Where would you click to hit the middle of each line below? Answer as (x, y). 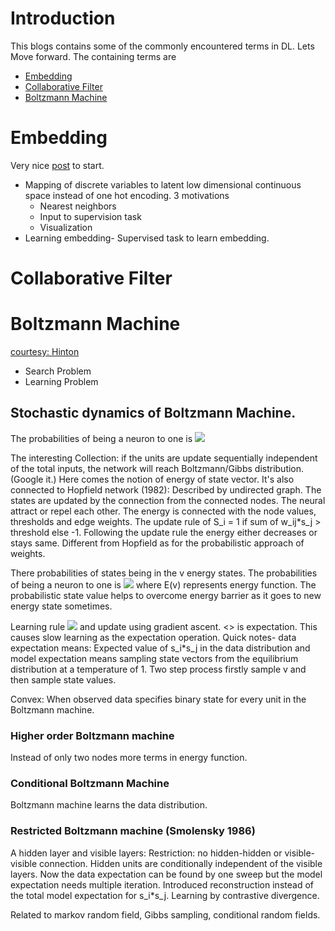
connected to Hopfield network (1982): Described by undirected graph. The (166, 489)
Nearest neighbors (78, 206)
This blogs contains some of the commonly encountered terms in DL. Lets (162, 46)
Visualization (66, 227)
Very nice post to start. (57, 165)
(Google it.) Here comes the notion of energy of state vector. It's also (152, 479)
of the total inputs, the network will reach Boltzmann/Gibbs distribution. (157, 468)
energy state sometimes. (61, 606)
